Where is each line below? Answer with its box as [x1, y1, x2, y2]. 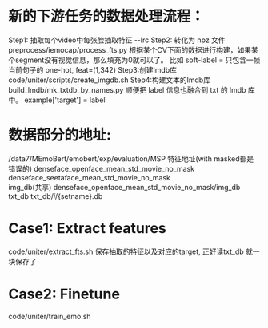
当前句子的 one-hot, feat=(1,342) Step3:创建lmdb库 [8, 65, 178, 74]
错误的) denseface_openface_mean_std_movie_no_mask [8, 164, 194, 173]
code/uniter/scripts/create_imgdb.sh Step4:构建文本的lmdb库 [8, 75, 210, 85]
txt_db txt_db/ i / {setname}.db [8, 191, 103, 200]
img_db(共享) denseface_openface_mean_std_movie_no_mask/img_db [8, 182, 241, 192]
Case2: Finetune [8, 285, 120, 303]
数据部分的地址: [8, 126, 112, 144]
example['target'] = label [23, 95, 106, 105]
